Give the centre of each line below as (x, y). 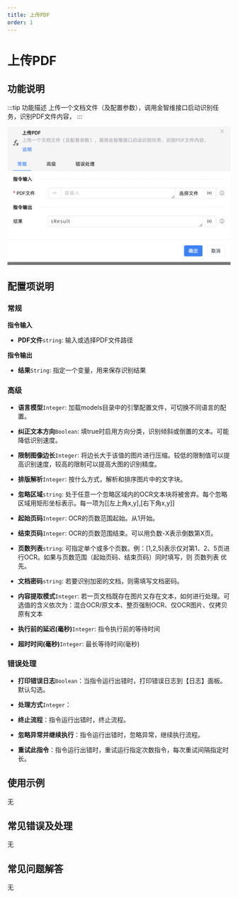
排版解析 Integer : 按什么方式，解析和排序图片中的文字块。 (102, 479)
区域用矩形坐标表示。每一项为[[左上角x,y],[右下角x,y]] (96, 503)
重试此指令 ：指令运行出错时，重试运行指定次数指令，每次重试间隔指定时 (123, 750)
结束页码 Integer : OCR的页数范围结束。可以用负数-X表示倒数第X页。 (117, 533)
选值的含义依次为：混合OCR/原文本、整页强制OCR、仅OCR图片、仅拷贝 (123, 605)
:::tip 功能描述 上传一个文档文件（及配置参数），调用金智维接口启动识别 (110, 107)
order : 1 (20, 22)
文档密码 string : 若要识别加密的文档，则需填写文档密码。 (100, 580)
